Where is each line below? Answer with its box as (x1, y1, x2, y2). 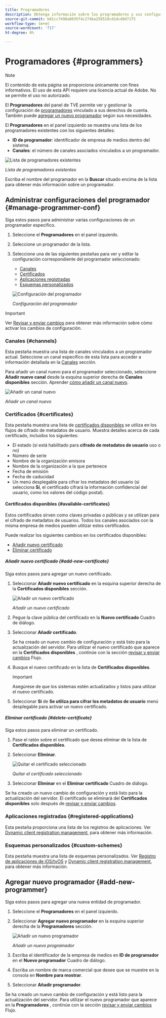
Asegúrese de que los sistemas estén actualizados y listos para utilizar (12, 683, 157, 689)
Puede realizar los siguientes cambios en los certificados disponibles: (5, 532, 147, 538)
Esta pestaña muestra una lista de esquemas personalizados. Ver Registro (5, 853, 156, 859)
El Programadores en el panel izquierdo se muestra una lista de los (5, 122, 142, 128)
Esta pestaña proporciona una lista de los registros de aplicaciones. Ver (5, 824, 151, 830)
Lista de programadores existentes (5, 166, 77, 172)
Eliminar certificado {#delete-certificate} (5, 715, 92, 721)
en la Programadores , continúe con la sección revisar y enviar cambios (5, 1002, 152, 1008)
